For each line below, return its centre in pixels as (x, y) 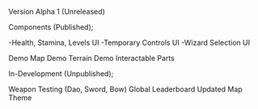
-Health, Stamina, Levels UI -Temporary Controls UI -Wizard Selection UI (129, 42)
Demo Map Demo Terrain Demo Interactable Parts (92, 58)
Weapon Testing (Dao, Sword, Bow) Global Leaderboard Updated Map (125, 89)
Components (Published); (51, 27)
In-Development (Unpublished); (61, 74)
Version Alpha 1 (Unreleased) (57, 12)
